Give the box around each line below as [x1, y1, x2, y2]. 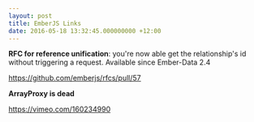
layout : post [8, 11, 53, 20]
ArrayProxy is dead [8, 89, 75, 99]
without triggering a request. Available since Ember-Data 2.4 [8, 57, 211, 67]
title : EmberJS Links [8, 19, 82, 27]
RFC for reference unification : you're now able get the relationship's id [8, 49, 247, 59]
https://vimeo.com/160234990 [8, 104, 111, 114]
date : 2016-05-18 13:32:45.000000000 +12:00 [8, 27, 161, 35]
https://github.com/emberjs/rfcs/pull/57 [8, 74, 142, 83]
